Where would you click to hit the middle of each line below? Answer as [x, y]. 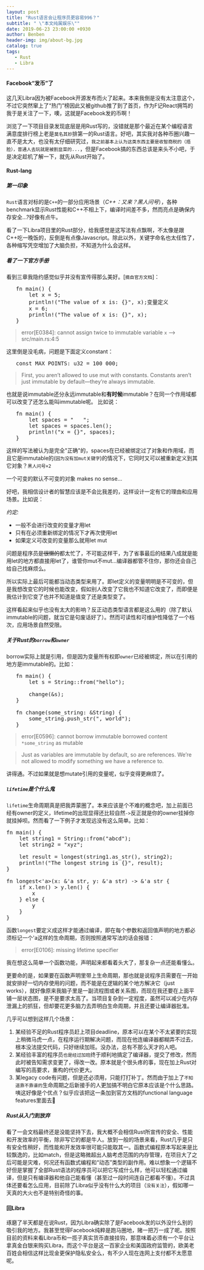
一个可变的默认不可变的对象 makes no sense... [64, 479]
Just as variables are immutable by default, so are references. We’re [107, 755]
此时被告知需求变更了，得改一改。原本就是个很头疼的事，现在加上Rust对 [106, 1062]
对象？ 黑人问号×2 [31, 466]
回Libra [16, 1208]
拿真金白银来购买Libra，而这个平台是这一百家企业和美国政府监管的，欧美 [98, 1246]
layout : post [23, 12]
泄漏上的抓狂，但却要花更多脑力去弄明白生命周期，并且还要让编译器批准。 [99, 1006]
